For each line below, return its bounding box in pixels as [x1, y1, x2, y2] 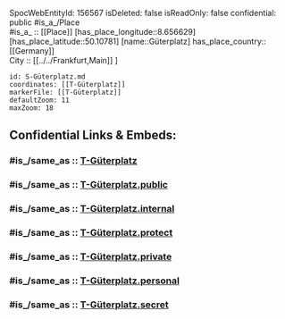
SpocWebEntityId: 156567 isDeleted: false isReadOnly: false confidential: [9, 8, 277, 18]
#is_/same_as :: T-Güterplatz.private [9, 250, 172, 263]
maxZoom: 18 [9, 104, 54, 113]
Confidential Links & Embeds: [9, 128, 177, 143]
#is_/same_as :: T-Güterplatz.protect [9, 227, 173, 239]
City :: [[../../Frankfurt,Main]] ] [9, 55, 119, 65]
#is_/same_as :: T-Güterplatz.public [9, 179, 168, 191]
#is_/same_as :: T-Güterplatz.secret [9, 298, 169, 311]
